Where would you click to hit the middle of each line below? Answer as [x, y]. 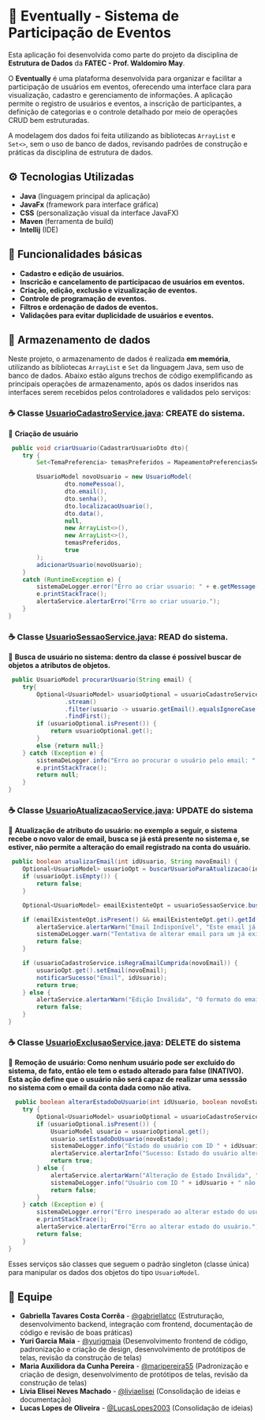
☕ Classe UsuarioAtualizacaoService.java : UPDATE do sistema [131, 811]
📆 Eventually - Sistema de [94, 16]
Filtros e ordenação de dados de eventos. [89, 307]
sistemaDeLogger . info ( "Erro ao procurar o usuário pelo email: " [146, 760]
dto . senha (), [86, 499]
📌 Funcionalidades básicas [75, 254]
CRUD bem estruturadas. [49, 120]
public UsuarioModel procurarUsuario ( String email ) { [102, 680]
